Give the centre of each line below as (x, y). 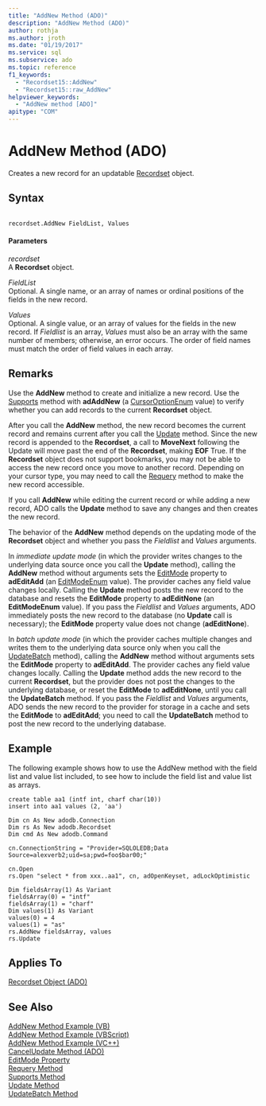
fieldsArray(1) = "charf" (51, 904)
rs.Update (25, 939)
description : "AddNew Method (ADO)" (69, 23)
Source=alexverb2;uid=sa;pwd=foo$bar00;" (78, 855)
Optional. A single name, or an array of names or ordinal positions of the (126, 290)
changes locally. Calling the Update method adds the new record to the (125, 672)
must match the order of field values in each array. (91, 349)
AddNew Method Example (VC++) (64, 1043)
